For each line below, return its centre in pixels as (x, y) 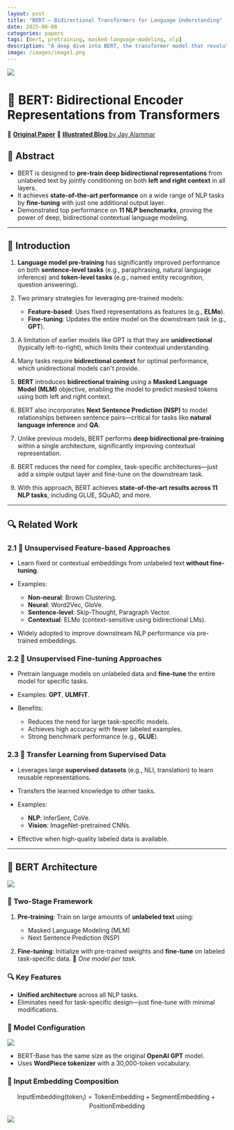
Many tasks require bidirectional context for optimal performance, (113, 361)
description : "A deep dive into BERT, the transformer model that (106, 46)
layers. (27, 188)
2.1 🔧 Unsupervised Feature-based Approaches (89, 548)
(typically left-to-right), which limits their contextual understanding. (114, 348)
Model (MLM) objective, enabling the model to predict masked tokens (117, 389)
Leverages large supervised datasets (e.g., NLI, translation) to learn (115, 770)
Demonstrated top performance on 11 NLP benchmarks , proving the (115, 210)
